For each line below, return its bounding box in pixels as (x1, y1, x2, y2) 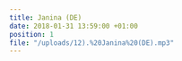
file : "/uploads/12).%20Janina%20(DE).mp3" (9, 38, 175, 48)
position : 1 (9, 30, 54, 39)
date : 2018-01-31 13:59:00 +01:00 (9, 22, 139, 30)
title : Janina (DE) (9, 13, 82, 22)
